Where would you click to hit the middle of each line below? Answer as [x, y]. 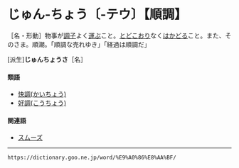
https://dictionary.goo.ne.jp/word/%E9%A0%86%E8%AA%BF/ [92, 158]
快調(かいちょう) [42, 94]
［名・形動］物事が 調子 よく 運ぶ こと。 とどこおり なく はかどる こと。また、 [116, 35]
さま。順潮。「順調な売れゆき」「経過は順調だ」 [82, 44]
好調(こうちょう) [42, 103]
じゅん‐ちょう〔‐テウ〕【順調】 [97, 15]
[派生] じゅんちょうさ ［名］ [47, 59]
